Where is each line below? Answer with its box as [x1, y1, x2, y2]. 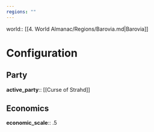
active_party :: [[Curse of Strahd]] [6, 86, 90, 93]
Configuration [6, 46, 78, 60]
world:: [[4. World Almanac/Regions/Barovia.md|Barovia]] [6, 25, 149, 32]
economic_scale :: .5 [6, 119, 57, 127]
